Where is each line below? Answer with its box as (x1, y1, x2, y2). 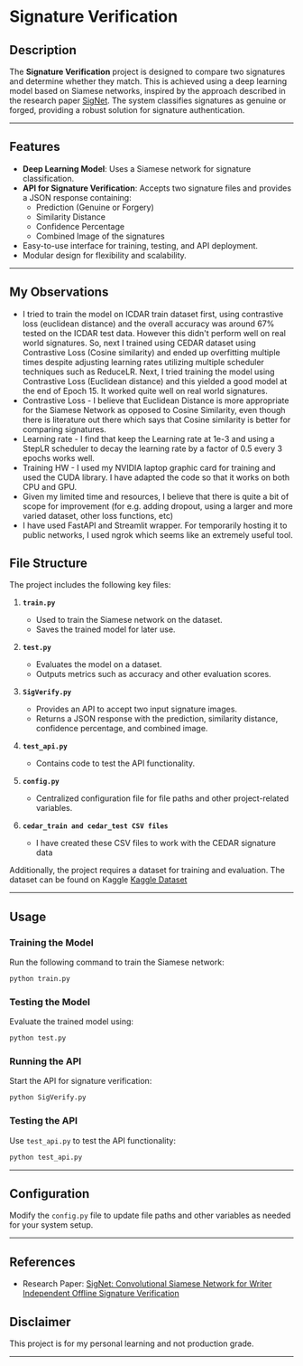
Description (9, 42, 77, 58)
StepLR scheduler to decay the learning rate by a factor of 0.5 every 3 (22, 443, 282, 454)
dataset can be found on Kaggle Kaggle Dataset (9, 874, 188, 885)
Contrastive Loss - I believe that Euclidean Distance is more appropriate (22, 395, 289, 406)
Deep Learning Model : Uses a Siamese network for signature (22, 163, 252, 174)
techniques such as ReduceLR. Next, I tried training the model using (22, 366, 275, 377)
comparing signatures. (22, 423, 106, 435)
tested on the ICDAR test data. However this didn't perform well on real (22, 327, 287, 338)
